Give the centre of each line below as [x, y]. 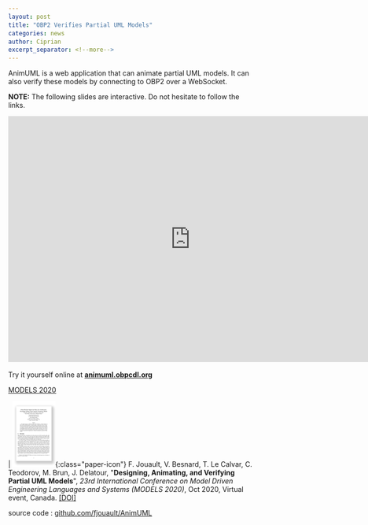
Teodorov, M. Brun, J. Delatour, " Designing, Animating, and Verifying [121, 473]
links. [17, 105]
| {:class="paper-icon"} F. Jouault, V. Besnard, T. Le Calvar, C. [131, 464]
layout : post [29, 17]
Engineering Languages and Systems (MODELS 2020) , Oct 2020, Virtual [126, 490]
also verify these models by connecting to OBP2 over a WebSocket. [118, 82]
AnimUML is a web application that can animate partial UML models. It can [129, 73]
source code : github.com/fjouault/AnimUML [80, 513]
